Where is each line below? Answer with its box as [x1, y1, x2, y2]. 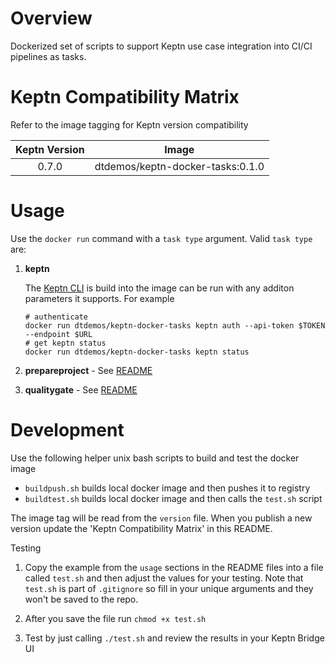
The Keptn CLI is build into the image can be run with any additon [24, 282, 295, 294]
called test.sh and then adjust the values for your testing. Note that [24, 572, 304, 584]
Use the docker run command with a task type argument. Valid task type [10, 232, 313, 244]
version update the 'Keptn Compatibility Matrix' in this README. [10, 522, 273, 534]
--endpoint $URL [24, 329, 93, 339]
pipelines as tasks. [10, 50, 87, 62]
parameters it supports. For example [24, 292, 175, 304]
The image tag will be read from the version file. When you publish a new [10, 512, 313, 524]
